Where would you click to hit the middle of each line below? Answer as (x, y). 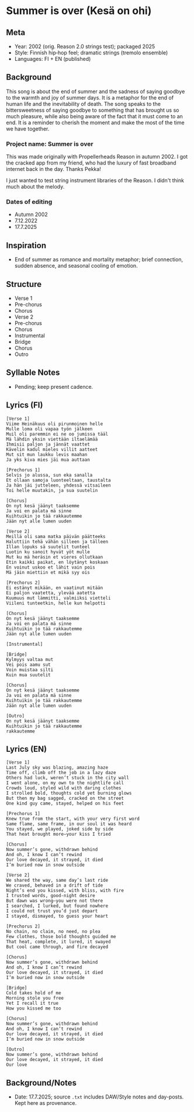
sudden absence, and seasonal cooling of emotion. (76, 266)
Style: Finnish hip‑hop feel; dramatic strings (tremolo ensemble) (91, 53)
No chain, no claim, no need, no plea (53, 932)
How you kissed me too (34, 1008)
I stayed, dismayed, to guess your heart (57, 916)
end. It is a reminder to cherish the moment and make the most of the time (96, 122)
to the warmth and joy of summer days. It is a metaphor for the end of (90, 97)
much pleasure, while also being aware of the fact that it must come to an (94, 116)
